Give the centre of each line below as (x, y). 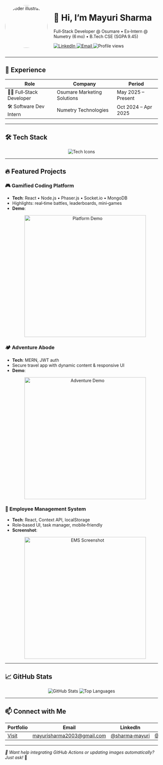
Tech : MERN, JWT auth (35, 360)
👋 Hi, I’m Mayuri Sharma (103, 18)
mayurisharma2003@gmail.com (69, 736)
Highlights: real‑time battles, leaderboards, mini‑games (67, 203)
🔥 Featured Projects (36, 171)
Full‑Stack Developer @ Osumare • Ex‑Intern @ (101, 31)
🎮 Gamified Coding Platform (40, 185)
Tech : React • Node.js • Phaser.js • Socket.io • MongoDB (70, 198)
